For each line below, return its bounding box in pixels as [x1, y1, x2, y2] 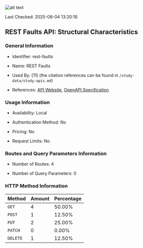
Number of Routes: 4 [12, 161, 54, 167]
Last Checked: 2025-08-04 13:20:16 [5, 14, 78, 19]
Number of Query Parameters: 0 [12, 170, 77, 176]
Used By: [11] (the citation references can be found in [12, 72, 119, 78]
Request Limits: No [12, 138, 50, 144]
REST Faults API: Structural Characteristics [5, 28, 138, 36]
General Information [5, 43, 54, 49]
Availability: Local [12, 109, 47, 116]
